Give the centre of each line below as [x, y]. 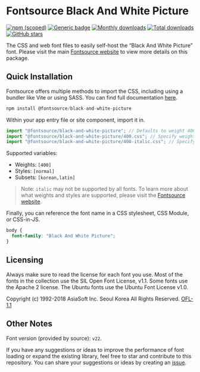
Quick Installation [40, 77]
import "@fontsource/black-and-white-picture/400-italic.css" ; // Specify [101, 142]
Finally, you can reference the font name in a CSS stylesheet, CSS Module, [98, 213]
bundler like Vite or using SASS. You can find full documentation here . [92, 97]
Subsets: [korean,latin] [45, 178]
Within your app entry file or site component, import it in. [76, 120]
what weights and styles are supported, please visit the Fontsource [103, 196]
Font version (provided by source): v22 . [54, 338]
